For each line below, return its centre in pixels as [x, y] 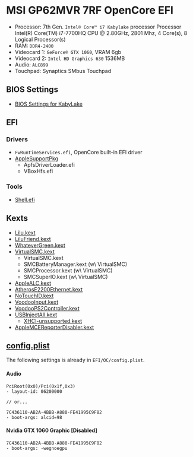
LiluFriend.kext [33, 239]
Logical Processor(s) [40, 39]
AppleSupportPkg [36, 158]
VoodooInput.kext [37, 302]
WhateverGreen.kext [40, 245]
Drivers [17, 139]
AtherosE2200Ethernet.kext [49, 289]
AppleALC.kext [33, 283]
